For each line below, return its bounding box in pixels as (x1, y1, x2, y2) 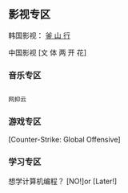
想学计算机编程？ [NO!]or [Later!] (8, 176, 118, 186)
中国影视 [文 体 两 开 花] (8, 47, 86, 57)
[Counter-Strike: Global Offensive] (8, 135, 122, 145)
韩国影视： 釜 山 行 (8, 31, 70, 40)
